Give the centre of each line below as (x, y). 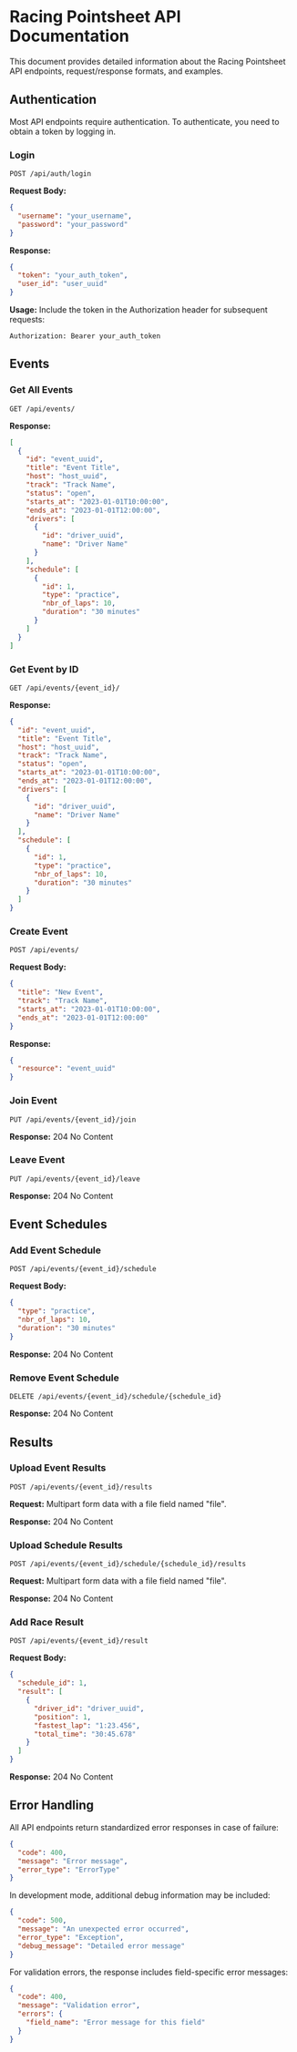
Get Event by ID (44, 669)
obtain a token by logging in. (63, 131)
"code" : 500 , (42, 1921)
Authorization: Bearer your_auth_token (85, 336)
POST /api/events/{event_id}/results (81, 1487)
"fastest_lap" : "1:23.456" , (87, 1725)
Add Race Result (47, 1622)
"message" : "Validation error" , (79, 2006)
